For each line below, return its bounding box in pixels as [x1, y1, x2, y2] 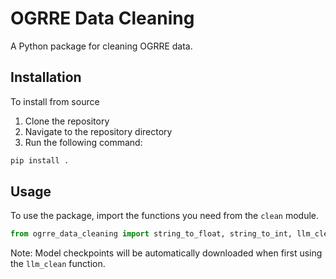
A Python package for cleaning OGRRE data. [10, 40, 193, 52]
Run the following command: [24, 136, 143, 148]
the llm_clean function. [10, 258, 106, 270]
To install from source [10, 95, 100, 107]
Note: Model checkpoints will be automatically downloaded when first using [10, 247, 323, 259]
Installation [10, 69, 82, 86]
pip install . [10, 155, 70, 166]
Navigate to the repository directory [24, 125, 173, 137]
